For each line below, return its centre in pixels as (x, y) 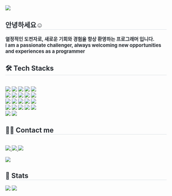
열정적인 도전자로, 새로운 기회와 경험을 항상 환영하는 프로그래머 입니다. (80, 39)
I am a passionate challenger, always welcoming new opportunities (83, 45)
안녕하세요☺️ (24, 25)
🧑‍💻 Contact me (29, 130)
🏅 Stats (17, 176)
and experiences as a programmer (45, 51)
